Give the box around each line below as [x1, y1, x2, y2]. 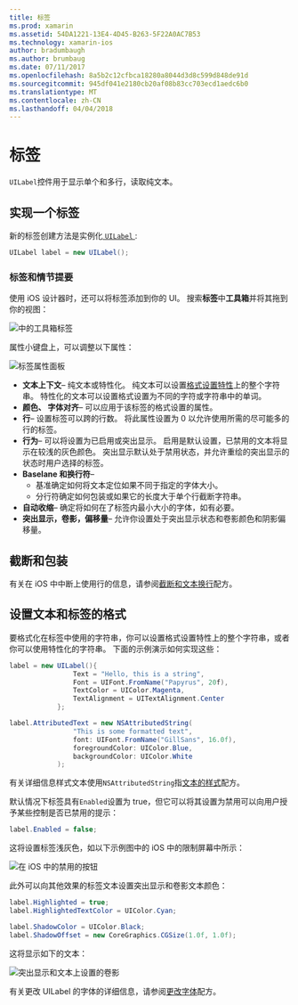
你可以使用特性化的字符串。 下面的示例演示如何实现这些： [9, 643, 222, 654]
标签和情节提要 [9, 271, 74, 283]
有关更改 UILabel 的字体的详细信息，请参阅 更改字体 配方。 [9, 985, 221, 996]
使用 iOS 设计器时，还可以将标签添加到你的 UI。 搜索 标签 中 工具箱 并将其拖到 [9, 293, 289, 304]
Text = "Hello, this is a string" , [72, 669, 205, 678]
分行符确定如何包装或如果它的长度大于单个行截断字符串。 [35, 491, 246, 502]
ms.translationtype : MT [9, 87, 98, 96]
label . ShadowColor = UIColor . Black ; [9, 922, 145, 931]
